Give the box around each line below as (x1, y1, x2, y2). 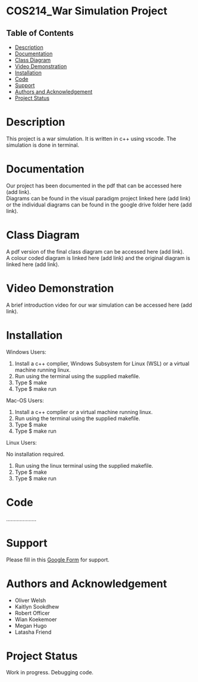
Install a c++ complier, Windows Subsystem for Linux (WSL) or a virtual (14, 360, 190, 367)
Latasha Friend (14, 628, 52, 635)
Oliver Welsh (14, 597, 46, 604)
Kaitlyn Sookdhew (14, 603, 59, 610)
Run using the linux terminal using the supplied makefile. (14, 462, 153, 469)
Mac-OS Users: (6, 397, 45, 404)
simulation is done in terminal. (6, 141, 80, 149)
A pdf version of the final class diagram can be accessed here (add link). (6, 248, 184, 255)
